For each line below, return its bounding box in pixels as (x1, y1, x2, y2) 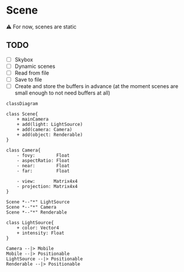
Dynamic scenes (14, 63, 55, 70)
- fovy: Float (17, 153, 70, 158)
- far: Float (17, 168, 70, 174)
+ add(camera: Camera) (17, 127, 73, 133)
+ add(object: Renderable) (17, 132, 83, 138)
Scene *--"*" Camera (6, 205, 57, 211)
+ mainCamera (17, 116, 49, 122)
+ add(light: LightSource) (17, 122, 83, 128)
